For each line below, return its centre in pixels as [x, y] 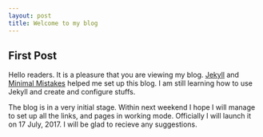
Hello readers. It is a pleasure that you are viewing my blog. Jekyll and [124, 75]
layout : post [30, 16]
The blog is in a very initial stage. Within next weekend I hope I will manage [132, 107]
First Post [33, 56]
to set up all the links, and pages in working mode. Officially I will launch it [130, 116]
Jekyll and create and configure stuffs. [72, 92]
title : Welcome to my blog [53, 23]
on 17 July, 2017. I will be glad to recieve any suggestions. [103, 124]
